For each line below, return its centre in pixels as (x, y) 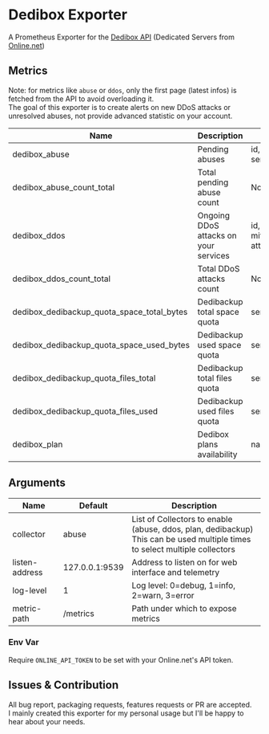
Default (93, 505)
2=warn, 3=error (163, 595)
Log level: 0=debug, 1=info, (184, 585)
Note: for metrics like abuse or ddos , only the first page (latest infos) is (123, 90)
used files (216, 411)
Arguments (37, 483)
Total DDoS (219, 268)
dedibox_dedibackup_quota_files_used (85, 411)
